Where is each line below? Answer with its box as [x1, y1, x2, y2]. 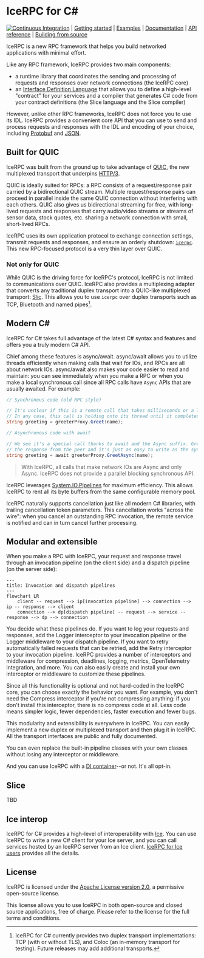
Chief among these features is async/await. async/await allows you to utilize [6, 352, 197, 360]
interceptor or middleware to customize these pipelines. [6, 670, 146, 678]
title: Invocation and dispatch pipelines [6, 583, 115, 589]
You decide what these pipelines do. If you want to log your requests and [6, 625, 189, 632]
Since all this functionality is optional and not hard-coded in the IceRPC [6, 682, 185, 689]
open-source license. [6, 889, 59, 897]
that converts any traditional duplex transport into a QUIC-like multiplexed [6, 287, 191, 294]
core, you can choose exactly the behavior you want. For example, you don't [6, 688, 198, 696]
